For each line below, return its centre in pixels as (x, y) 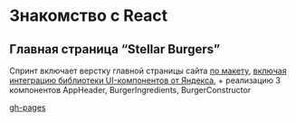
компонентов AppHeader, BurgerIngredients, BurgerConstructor (130, 90)
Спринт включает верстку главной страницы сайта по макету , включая (148, 70)
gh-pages (28, 108)
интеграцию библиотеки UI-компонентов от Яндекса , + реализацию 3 (145, 80)
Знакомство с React (89, 16)
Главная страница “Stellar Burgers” (115, 49)
